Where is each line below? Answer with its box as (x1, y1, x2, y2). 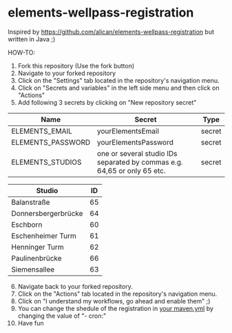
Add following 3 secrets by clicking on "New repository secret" (17, 98, 197, 106)
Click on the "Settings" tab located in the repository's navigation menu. (17, 76, 220, 84)
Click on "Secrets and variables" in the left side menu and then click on (17, 83, 220, 92)
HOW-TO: (8, 48, 35, 57)
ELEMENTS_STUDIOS (11, 157, 82, 167)
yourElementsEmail (96, 126, 159, 136)
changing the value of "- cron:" (17, 312, 107, 320)
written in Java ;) (8, 34, 56, 43)
